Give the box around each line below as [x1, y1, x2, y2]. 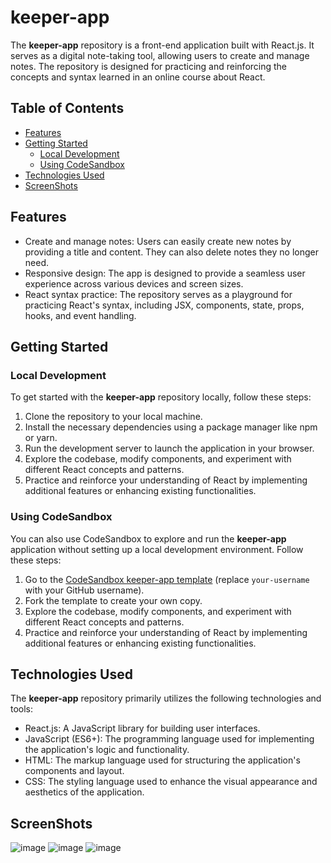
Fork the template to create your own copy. [24, 594, 203, 606]
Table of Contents [10, 100, 125, 117]
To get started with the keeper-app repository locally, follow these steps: [10, 391, 312, 403]
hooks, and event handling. [24, 309, 137, 321]
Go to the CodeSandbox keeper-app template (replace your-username [24, 573, 310, 585]
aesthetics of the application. [24, 786, 145, 798]
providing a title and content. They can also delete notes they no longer [24, 246, 319, 258]
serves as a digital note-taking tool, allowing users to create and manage [10, 49, 310, 61]
